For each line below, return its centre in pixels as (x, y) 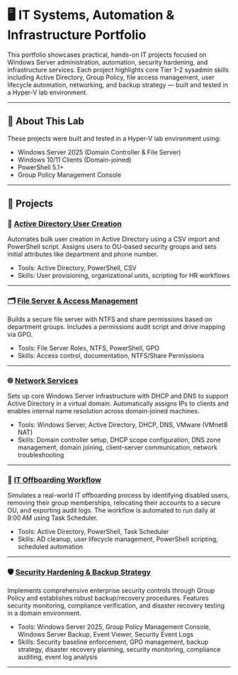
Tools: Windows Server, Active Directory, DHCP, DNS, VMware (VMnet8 (123, 425)
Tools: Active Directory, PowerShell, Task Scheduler (93, 532)
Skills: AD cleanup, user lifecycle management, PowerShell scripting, (118, 539)
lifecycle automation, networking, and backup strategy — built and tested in (118, 84)
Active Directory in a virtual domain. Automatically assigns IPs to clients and (118, 403)
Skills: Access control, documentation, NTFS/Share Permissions (111, 355)
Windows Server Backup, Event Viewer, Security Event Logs (105, 634)
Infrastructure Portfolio (77, 35)
